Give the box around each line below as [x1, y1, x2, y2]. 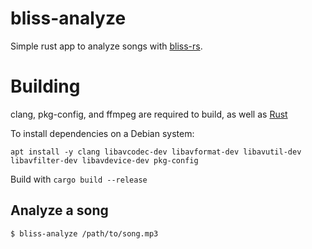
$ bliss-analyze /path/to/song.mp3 [10, 228, 159, 239]
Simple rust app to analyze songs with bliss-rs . [10, 40, 203, 52]
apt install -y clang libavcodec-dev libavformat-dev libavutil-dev [10, 147, 302, 157]
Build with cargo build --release [10, 173, 148, 185]
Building [10, 75, 81, 98]
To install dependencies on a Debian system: [10, 127, 195, 139]
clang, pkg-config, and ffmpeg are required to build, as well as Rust [10, 108, 288, 120]
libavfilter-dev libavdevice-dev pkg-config [10, 155, 199, 166]
